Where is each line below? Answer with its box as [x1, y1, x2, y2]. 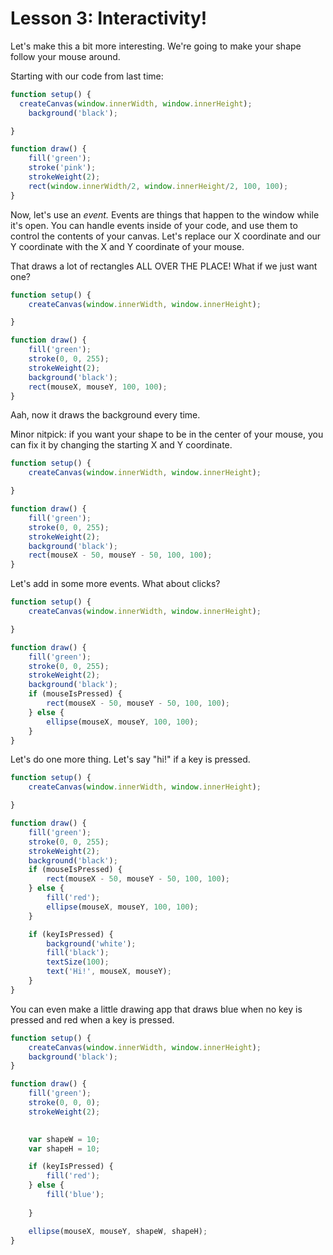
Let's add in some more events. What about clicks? [10, 578, 221, 590]
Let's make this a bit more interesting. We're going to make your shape [10, 40, 302, 52]
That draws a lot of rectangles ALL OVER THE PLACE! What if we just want [10, 260, 318, 272]
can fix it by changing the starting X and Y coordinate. [10, 439, 233, 451]
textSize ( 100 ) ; [46, 957, 110, 967]
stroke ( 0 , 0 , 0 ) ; [28, 1098, 101, 1108]
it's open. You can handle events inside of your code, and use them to [10, 219, 298, 231]
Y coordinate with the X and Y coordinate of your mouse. [10, 240, 245, 252]
